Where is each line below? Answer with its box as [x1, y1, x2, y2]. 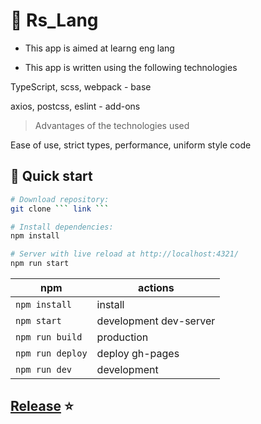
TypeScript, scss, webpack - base [10, 80, 152, 93]
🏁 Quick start [10, 168, 93, 185]
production [96, 330, 149, 344]
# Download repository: [10, 194, 110, 204]
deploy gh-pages [96, 347, 180, 360]
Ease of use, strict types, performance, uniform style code [10, 139, 252, 151]
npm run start [10, 259, 70, 269]
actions [138, 281, 175, 294]
